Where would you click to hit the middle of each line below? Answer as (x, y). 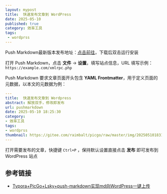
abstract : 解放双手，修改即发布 (35, 102)
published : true (22, 24)
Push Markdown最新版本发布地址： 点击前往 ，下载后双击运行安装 (72, 52)
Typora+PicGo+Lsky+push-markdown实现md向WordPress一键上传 (81, 186)
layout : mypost (21, 10)
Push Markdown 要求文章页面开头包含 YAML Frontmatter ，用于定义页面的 (82, 78)
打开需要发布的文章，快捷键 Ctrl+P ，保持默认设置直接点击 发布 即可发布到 (82, 150)
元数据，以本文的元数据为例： (36, 84)
